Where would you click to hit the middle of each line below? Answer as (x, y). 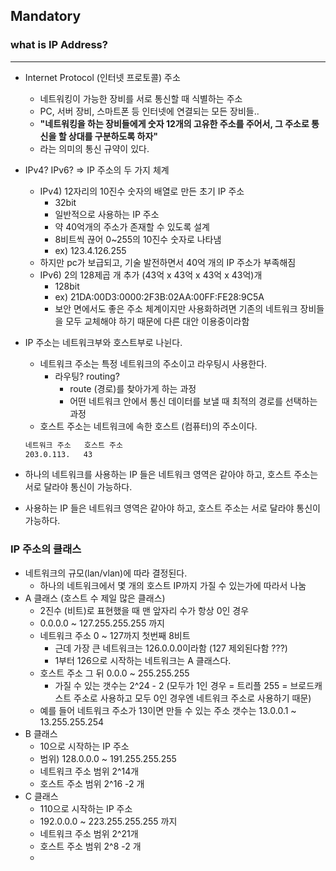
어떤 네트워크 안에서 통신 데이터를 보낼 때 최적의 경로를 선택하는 (193, 401)
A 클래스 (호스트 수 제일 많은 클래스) (95, 598)
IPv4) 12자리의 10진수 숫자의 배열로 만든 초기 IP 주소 (142, 191)
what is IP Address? (59, 45)
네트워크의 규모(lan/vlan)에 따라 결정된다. (106, 573)
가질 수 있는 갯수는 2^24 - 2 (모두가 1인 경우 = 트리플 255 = (171, 685)
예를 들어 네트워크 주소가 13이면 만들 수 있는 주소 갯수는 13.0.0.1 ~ (168, 710)
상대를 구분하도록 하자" (113, 136)
